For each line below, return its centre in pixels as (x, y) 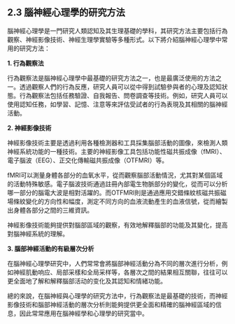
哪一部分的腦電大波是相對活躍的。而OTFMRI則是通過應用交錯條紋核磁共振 (114, 192)
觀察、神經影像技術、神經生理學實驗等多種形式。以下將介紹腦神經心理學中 (114, 39)
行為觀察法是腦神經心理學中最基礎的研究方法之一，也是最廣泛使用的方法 (111, 78)
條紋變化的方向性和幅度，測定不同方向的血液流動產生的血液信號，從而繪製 (120, 201)
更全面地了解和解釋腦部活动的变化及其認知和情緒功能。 (87, 281)
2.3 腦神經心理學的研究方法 (66, 13)
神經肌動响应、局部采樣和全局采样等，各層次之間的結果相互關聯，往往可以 (120, 272)
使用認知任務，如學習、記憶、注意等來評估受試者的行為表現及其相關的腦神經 (117, 104)
